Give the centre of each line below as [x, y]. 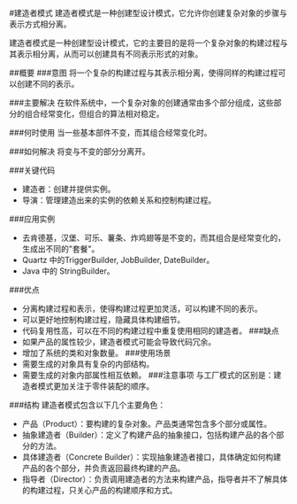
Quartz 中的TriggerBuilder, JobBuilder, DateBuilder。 [118, 260]
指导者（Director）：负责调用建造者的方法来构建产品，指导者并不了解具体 [155, 479]
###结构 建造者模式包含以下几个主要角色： [88, 405]
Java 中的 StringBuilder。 [68, 271]
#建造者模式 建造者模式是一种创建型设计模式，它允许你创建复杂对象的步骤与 [148, 13]
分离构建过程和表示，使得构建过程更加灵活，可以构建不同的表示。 [142, 309]
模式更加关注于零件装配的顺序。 [96, 386]
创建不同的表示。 [48, 84]
